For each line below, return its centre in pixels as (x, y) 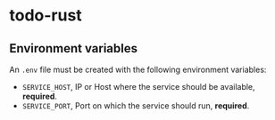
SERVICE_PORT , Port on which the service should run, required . (136, 106)
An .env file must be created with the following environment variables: (138, 69)
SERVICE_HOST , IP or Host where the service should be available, (139, 87)
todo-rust (46, 16)
